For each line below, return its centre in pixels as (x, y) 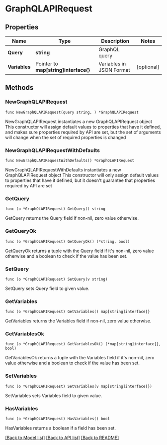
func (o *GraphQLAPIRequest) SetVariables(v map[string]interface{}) (79, 386)
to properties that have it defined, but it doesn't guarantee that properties (80, 180)
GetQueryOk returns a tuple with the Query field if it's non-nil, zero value (80, 251)
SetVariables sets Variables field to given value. (54, 395)
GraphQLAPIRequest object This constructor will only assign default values (82, 175)
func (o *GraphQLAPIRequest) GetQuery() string (55, 209)
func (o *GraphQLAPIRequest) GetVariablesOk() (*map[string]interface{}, (83, 344)
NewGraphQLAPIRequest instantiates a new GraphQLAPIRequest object (79, 121)
